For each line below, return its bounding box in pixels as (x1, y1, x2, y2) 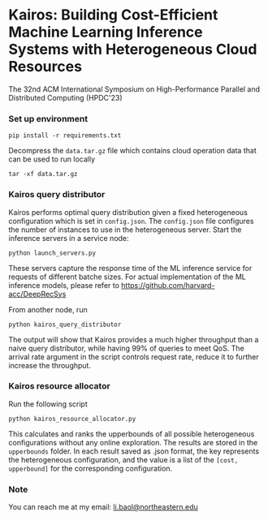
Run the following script (8, 399, 88, 409)
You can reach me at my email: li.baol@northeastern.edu (8, 502, 198, 512)
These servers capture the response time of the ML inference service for (8, 263, 253, 273)
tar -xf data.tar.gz (8, 170, 79, 178)
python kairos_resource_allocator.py (8, 415, 136, 423)
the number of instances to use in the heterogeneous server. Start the (8, 225, 242, 234)
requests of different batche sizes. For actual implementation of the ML (8, 272, 246, 281)
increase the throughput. (8, 360, 92, 370)
